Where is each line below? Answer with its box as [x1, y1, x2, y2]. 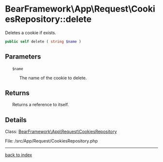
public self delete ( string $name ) [5, 39, 81, 44]
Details [5, 115, 27, 124]
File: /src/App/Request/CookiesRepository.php [5, 138, 98, 144]
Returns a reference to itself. [12, 102, 69, 108]
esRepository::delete [5, 14, 92, 25]
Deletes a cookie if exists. [5, 30, 57, 35]
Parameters [5, 52, 41, 61]
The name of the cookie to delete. [19, 75, 87, 81]
